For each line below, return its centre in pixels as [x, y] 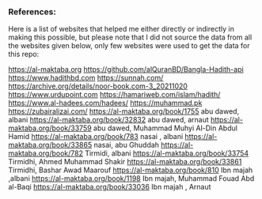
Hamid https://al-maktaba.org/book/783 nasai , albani [96, 137]
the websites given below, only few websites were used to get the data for [129, 46]
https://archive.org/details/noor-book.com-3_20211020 [98, 86]
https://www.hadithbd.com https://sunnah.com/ [86, 78]
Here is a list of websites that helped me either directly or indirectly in [122, 29]
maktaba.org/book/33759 [50, 128]
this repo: [24, 54]
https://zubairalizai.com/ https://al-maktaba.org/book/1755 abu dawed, [124, 111]
